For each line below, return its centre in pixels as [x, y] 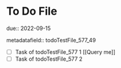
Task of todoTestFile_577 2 [49, 59]
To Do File [32, 11]
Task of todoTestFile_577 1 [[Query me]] [65, 52]
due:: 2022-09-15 [28, 28]
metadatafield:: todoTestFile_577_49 [51, 40]
